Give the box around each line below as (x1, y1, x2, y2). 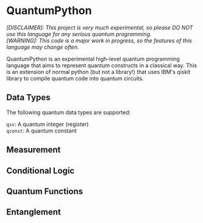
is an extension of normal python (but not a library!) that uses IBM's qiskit (6, 68, 191, 75)
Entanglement (6, 207, 61, 218)
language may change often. (6, 43, 79, 51)
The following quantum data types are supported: (6, 108, 131, 116)
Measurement (6, 145, 61, 155)
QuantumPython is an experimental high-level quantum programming (6, 55, 180, 62)
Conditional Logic (6, 166, 75, 176)
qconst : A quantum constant (6, 126, 77, 134)
